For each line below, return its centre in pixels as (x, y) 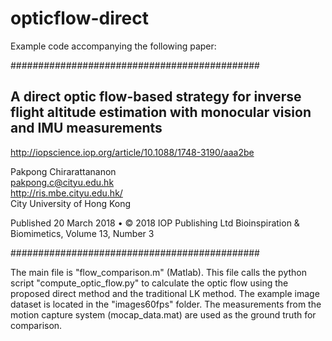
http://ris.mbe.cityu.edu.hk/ (66, 193)
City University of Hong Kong (71, 203)
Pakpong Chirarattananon (63, 171)
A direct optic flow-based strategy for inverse (156, 97)
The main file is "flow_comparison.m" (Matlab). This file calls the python (158, 272)
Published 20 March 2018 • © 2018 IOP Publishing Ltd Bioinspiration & (155, 223)
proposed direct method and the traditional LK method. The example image (165, 293)
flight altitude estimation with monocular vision (161, 112)
